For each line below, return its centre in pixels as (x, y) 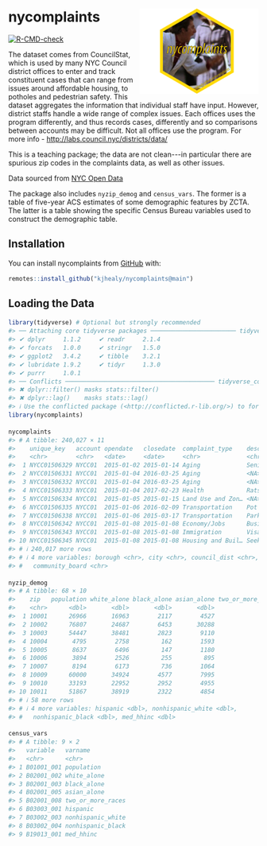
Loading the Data (52, 303)
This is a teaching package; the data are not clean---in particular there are (130, 154)
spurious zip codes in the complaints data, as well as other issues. (116, 162)
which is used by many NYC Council (68, 63)
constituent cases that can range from (71, 80)
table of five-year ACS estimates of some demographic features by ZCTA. (129, 202)
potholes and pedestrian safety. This (68, 96)
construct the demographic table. (63, 219)
